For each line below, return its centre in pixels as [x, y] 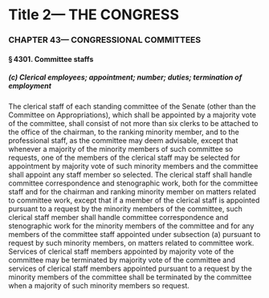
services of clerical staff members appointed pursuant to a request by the [130, 268]
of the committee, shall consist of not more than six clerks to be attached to [133, 123]
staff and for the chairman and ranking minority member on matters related [132, 191]
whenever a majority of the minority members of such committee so [121, 149]
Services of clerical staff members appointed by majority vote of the [121, 251]
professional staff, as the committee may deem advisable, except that [123, 140]
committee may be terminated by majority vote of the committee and [122, 259]
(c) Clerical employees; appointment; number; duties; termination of [125, 77]
